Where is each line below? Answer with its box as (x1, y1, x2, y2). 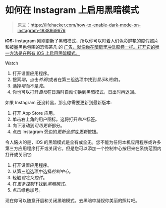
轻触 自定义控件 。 (12, 174, 48, 180)
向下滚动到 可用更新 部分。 (12, 122, 65, 128)
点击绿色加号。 (12, 187, 43, 193)
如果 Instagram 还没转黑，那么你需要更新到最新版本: (5, 99, 112, 105)
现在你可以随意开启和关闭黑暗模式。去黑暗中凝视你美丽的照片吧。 (5, 197, 140, 204)
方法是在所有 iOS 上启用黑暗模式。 (9, 50, 80, 56)
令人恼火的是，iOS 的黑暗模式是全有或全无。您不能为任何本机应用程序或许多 (5, 139, 162, 145)
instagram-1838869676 (17, 27, 66, 33)
